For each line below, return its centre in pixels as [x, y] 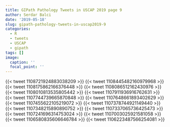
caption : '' [23, 62]
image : [12, 57]
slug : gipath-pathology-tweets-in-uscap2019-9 [56, 24]
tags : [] [15, 53]
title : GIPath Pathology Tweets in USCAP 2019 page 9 [64, 10]
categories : [18, 29]
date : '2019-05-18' [26, 19]
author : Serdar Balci [28, 15]
